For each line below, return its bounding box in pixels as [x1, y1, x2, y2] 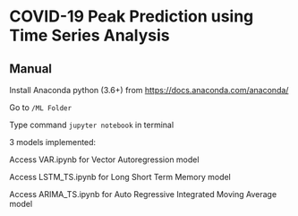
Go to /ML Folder [9, 102, 72, 113]
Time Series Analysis [9, 25, 170, 46]
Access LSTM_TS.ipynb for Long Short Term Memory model [9, 172, 231, 182]
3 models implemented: [9, 137, 97, 147]
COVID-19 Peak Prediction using [9, 6, 254, 27]
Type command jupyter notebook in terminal [9, 119, 175, 130]
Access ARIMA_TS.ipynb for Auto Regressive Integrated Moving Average [9, 189, 277, 199]
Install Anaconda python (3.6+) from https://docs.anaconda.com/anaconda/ [9, 85, 289, 95]
